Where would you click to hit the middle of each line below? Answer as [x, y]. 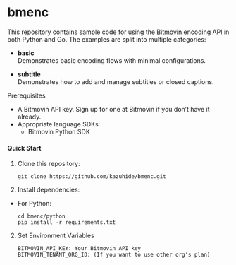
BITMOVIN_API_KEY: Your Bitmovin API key [79, 249]
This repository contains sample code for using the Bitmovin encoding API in [118, 32]
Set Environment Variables [56, 236]
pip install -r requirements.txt [67, 223]
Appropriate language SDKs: [59, 124]
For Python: [34, 204]
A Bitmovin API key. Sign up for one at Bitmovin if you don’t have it [113, 109]
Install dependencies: [49, 190]
